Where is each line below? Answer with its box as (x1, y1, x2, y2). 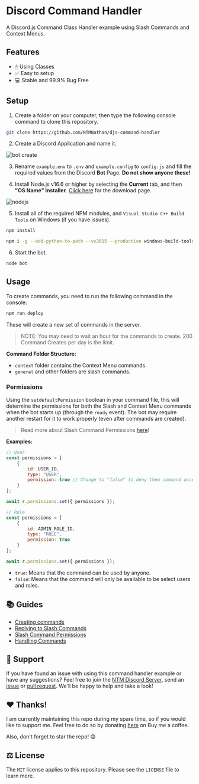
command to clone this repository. (14, 118, 99, 125)
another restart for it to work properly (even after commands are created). (6, 415, 187, 422)
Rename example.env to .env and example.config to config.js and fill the (14, 163, 192, 170)
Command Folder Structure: (6, 350, 77, 357)
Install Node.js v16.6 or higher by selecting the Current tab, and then (14, 180, 182, 188)
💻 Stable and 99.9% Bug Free (14, 76, 89, 83)
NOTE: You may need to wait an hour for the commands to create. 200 (20, 333, 193, 340)
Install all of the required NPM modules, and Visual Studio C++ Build (14, 210, 185, 217)
